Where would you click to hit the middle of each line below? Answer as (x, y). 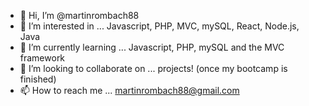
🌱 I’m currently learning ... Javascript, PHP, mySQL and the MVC (152, 47)
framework (42, 58)
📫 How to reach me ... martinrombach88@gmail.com (129, 90)
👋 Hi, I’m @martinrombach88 (79, 15)
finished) (38, 79)
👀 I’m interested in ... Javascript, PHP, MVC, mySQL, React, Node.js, (159, 26)
